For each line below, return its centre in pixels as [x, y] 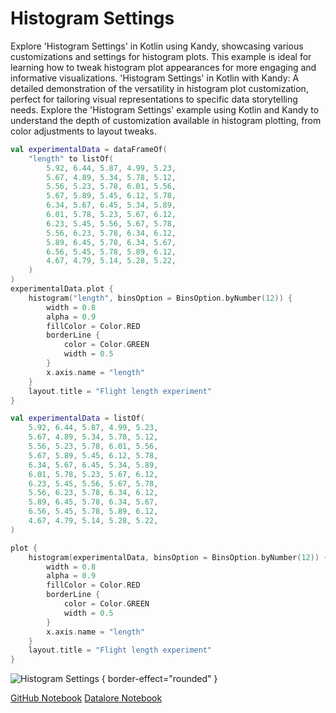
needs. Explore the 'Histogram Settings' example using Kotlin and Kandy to [165, 109]
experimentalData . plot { [62, 289]
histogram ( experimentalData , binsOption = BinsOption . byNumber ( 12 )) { [178, 557]
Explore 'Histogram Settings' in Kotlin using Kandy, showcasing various [157, 46]
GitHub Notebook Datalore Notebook [86, 698]
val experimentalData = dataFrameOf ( [89, 149]
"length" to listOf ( [71, 158]
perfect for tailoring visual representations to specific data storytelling [154, 99]
